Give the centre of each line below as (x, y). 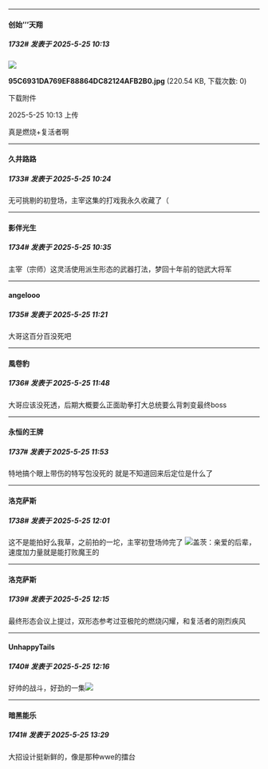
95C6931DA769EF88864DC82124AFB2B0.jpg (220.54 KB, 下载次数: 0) (128, 81)
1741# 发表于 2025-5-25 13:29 (59, 735)
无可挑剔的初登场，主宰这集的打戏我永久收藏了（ (89, 200)
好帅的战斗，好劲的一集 (47, 688)
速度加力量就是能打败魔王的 (54, 552)
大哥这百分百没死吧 (40, 336)
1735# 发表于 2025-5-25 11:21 (58, 314)
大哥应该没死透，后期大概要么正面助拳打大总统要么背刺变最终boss (118, 405)
